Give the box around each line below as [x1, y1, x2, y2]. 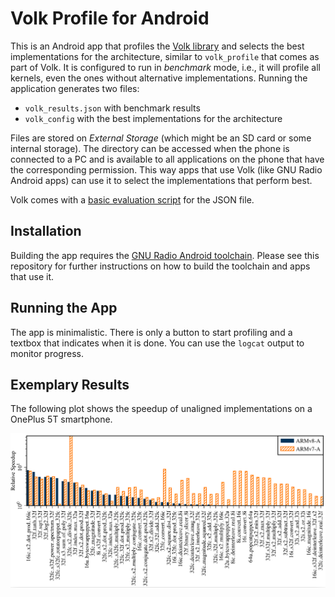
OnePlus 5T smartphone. [10, 413, 113, 426]
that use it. [10, 270, 55, 282]
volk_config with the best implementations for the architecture [24, 112, 283, 124]
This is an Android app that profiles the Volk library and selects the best [10, 40, 305, 52]
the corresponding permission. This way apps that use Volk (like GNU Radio [10, 163, 323, 176]
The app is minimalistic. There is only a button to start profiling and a [10, 326, 293, 338]
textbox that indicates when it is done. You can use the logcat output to [10, 337, 305, 349]
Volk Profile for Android [10, 7, 210, 30]
